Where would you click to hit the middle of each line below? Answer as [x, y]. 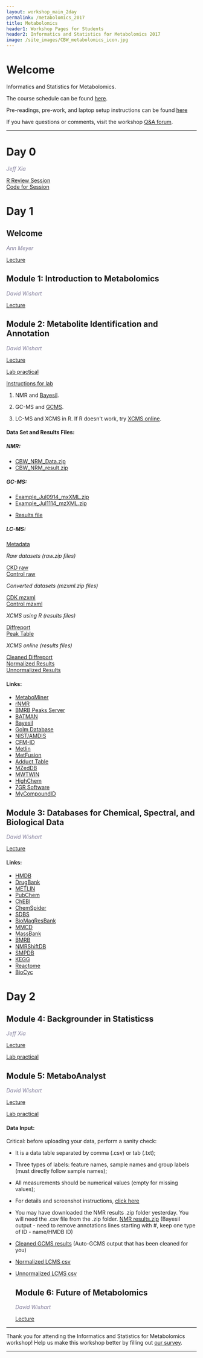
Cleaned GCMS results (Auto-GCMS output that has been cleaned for [101, 1244]
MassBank [28, 934]
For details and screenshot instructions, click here [77, 1201]
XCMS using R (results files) [41, 615]
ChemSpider [31, 908]
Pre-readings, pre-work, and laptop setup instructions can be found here [97, 110]
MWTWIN [27, 774]
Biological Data [35, 822]
